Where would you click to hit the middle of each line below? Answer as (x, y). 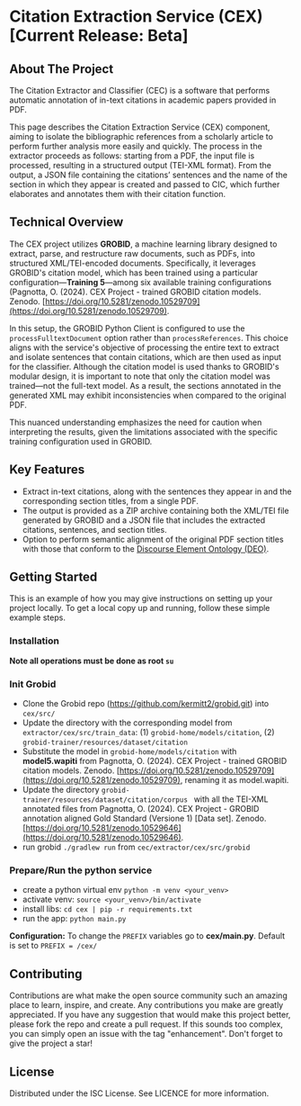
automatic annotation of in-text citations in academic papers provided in (143, 100)
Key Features (47, 470)
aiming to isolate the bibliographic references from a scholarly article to (142, 136)
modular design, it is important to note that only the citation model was (140, 376)
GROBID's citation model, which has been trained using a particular (134, 273)
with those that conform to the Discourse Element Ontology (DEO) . (146, 549)
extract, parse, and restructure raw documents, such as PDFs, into (133, 253)
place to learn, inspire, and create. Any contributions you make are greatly (146, 1005)
